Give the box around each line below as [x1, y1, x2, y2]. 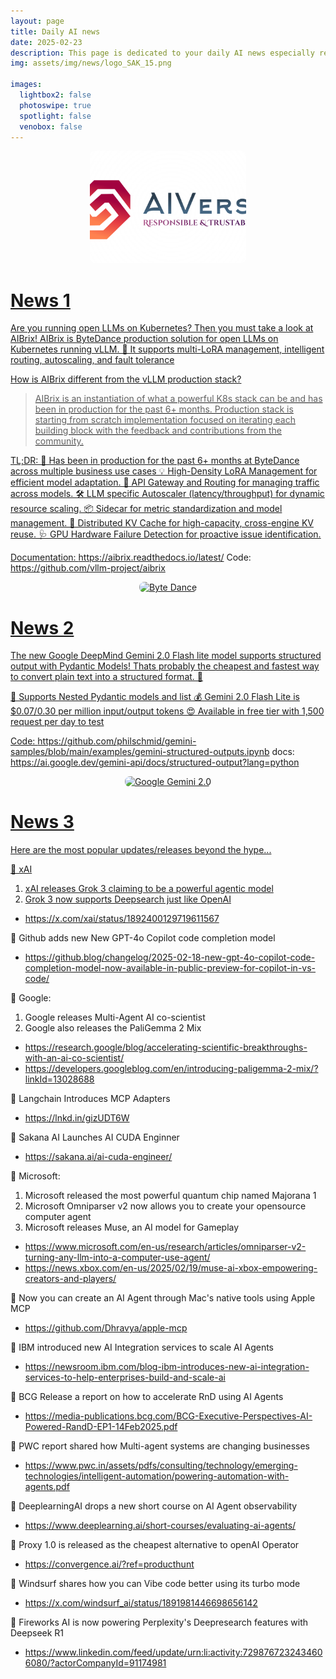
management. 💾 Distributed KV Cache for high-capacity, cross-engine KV [10, 517, 314, 529]
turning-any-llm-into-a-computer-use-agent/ [24, 1251, 211, 1264]
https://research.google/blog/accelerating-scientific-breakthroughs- [24, 1041, 308, 1054]
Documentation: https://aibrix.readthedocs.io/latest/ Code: [10, 551, 252, 564]
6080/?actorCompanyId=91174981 [24, 1657, 167, 1669]
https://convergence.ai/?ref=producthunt [24, 1558, 195, 1570]
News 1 [10, 289, 71, 312]
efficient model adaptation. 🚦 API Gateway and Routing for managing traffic [10, 476, 320, 489]
